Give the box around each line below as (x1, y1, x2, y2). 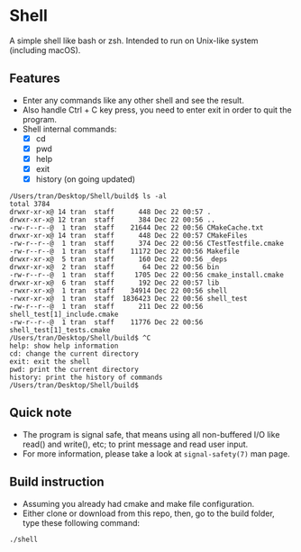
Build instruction (9, 475, 105, 490)
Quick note (9, 405, 72, 421)
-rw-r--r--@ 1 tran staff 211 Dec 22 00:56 (9, 303, 204, 312)
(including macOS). (9, 44, 81, 55)
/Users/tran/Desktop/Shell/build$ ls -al (9, 192, 168, 201)
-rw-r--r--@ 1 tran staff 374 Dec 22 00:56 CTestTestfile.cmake (9, 240, 284, 249)
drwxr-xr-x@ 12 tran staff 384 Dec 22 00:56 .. (9, 215, 216, 225)
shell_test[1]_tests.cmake (9, 326, 111, 335)
